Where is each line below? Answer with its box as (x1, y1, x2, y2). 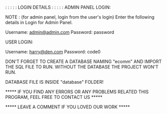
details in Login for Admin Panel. (5, 20, 73, 25)
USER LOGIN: (5, 39, 33, 45)
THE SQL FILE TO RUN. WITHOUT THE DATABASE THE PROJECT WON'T (5, 64, 158, 70)
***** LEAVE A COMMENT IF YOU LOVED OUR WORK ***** (5, 104, 130, 110)
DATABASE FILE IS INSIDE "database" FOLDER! (5, 79, 104, 85)
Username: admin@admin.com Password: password (5, 29, 115, 35)
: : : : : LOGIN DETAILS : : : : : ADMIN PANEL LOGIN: (5, 5, 111, 10)
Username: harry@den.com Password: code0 (5, 49, 101, 54)
